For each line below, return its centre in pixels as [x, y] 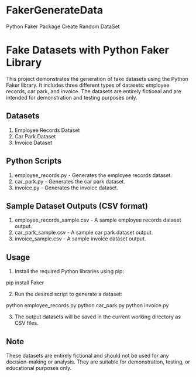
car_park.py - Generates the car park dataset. [70, 181]
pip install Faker [25, 283]
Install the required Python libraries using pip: [69, 271]
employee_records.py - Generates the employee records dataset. [93, 175]
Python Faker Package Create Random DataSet [63, 26]
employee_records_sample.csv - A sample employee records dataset [98, 220]
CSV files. [27, 323]
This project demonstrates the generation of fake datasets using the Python [97, 79]
